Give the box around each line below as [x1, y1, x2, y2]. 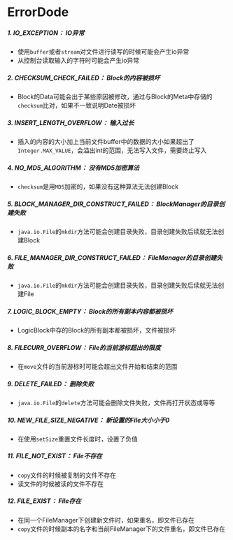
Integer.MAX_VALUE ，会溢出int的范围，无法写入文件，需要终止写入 [17, 146, 207, 154]
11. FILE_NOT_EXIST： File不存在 [7, 452, 103, 460]
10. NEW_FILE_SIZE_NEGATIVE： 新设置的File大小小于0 [7, 416, 170, 424]
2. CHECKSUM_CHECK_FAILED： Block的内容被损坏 [7, 73, 161, 82]
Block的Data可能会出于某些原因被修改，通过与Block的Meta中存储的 [17, 92, 213, 101]
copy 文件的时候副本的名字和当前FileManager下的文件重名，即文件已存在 [17, 525, 226, 533]
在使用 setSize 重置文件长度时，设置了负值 [17, 435, 138, 443]
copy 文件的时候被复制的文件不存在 [17, 471, 117, 479]
